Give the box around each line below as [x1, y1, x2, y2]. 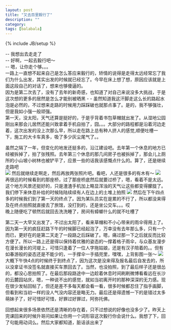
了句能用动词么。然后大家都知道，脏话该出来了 [5, 319, 103, 325]
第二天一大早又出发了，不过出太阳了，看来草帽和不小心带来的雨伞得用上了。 [5, 219, 166, 225]
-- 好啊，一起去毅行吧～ [5, 57, 55, 64]
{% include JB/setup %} [5, 40, 56, 46]
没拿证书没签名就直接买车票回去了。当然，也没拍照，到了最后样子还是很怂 [9, 264, 166, 270]
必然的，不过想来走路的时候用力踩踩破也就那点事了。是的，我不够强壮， [14, 102, 166, 108]
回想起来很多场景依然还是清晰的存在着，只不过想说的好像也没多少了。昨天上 [5, 307, 166, 313]
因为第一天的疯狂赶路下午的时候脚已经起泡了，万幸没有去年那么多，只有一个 [5, 225, 166, 232]
